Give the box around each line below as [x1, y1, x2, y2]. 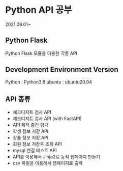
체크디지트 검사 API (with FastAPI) [12, 116, 82, 122]
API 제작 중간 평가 [12, 122, 49, 128]
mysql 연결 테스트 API [12, 148, 57, 154]
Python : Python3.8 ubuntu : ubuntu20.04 [5, 79, 93, 85]
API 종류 [5, 95, 30, 103]
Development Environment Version [5, 65, 118, 74]
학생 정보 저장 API [12, 128, 49, 134]
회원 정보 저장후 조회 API [12, 141, 62, 147]
